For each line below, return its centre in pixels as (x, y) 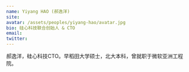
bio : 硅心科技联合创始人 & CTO (41, 28)
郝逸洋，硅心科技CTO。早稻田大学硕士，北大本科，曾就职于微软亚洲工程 (95, 56)
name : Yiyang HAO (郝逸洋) (38, 11)
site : (13, 17)
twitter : (17, 39)
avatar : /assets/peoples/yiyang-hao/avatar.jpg (66, 22)
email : (14, 33)
